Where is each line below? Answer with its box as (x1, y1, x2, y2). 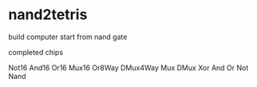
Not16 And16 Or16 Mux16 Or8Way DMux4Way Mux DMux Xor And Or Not (8, 62, 249, 73)
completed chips (8, 47, 64, 57)
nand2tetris (8, 6, 88, 24)
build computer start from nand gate (8, 32, 128, 42)
